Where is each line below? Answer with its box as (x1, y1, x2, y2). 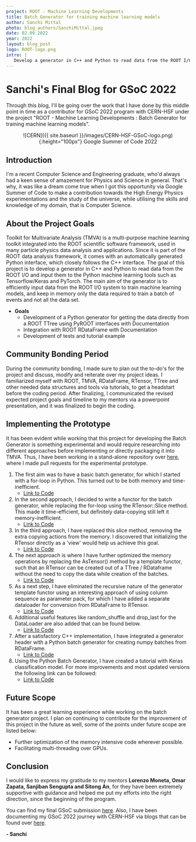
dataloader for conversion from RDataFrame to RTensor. (14, 601, 149, 608)
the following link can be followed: (14, 670, 97, 677)
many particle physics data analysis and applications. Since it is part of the (6, 247, 185, 254)
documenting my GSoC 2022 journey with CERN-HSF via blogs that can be (6, 813, 187, 820)
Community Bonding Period (6, 349, 109, 360)
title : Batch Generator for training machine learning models (6, 14, 160, 20)
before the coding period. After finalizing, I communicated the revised (6, 389, 174, 396)
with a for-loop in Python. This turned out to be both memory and (14, 477, 172, 484)
